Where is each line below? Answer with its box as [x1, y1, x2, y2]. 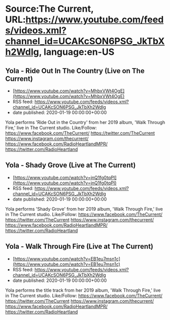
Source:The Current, [5, 3, 94, 15]
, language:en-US [39, 46, 115, 58]
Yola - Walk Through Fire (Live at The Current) [5, 242, 154, 251]
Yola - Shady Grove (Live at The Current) [5, 161, 136, 170]
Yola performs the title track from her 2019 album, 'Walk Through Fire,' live [5, 287, 161, 293]
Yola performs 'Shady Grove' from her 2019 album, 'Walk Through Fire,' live [5, 206, 163, 212]
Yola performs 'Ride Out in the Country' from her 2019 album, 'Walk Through [5, 119, 165, 125]
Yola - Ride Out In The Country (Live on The [5, 67, 145, 75]
